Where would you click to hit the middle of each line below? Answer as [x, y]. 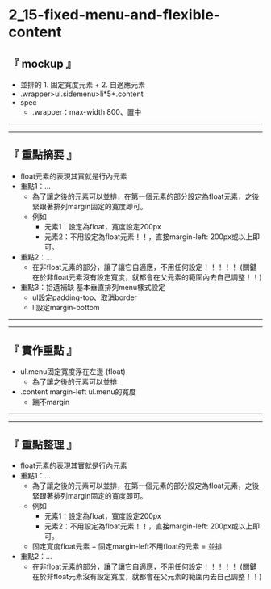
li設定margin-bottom [66, 307]
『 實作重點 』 [43, 350]
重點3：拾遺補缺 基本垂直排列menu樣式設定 [93, 287]
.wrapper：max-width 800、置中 [87, 112]
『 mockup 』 [42, 63]
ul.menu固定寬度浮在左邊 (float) [73, 371]
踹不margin [51, 402]
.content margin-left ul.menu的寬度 [78, 391]
